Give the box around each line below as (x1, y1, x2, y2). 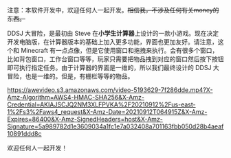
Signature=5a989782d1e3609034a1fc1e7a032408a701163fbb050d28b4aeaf (7, 122, 224, 131)
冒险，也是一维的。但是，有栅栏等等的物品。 (7, 72, 134, 80)
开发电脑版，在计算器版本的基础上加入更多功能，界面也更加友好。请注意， (7, 38, 218, 46)
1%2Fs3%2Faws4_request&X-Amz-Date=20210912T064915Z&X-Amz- (7, 108, 208, 115)
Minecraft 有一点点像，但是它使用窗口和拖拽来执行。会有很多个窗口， (20, 47, 219, 54)
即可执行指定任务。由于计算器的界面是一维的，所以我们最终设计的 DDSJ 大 (7, 64, 220, 71)
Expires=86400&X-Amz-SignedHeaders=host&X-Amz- (7, 115, 164, 123)
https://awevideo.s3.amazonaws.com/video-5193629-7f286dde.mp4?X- (7, 86, 213, 94)
